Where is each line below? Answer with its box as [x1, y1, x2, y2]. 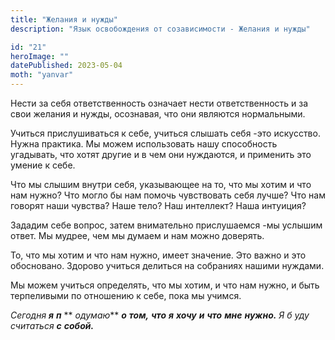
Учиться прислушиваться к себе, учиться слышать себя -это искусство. [10, 127, 321, 139]
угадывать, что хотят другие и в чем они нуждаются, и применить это [10, 149, 312, 160]
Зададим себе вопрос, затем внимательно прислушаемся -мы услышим [10, 219, 323, 231]
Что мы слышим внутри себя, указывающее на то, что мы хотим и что [10, 179, 312, 190]
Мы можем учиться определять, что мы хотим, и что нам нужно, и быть [10, 279, 320, 291]
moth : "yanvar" [10, 70, 74, 80]
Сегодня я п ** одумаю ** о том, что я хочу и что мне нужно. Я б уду [10, 309, 310, 321]
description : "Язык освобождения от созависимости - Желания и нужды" [10, 24, 311, 34]
